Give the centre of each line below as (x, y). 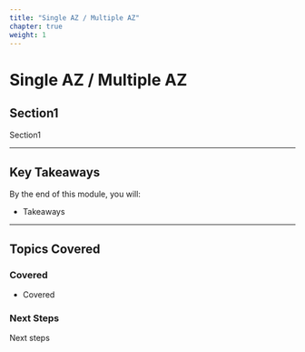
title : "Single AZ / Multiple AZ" (75, 18)
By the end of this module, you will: (75, 194)
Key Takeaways (55, 172)
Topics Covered (55, 249)
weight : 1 (28, 35)
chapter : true (36, 26)
